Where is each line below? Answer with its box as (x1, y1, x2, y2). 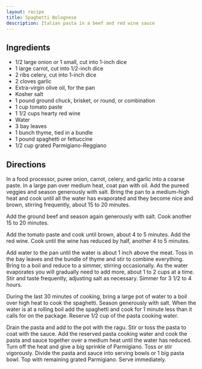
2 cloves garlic (14, 78, 52, 85)
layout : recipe (6, 8, 45, 15)
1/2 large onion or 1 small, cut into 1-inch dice (14, 59, 127, 66)
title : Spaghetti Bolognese (6, 14, 77, 21)
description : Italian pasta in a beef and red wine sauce (6, 20, 155, 26)
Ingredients (6, 42, 51, 53)
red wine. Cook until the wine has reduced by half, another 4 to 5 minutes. (6, 237, 190, 245)
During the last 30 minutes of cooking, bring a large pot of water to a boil (6, 293, 188, 300)
